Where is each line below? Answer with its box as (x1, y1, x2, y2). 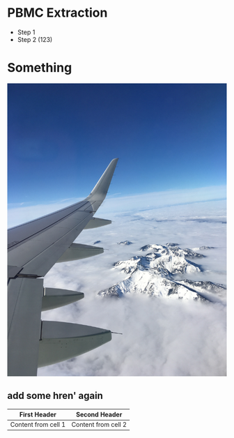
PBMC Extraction (7, 5, 108, 21)
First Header (19, 410, 57, 419)
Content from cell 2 (71, 421, 127, 429)
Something (7, 60, 72, 76)
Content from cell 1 (10, 421, 66, 429)
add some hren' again (7, 390, 103, 402)
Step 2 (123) (17, 35, 53, 43)
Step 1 (17, 28, 36, 36)
